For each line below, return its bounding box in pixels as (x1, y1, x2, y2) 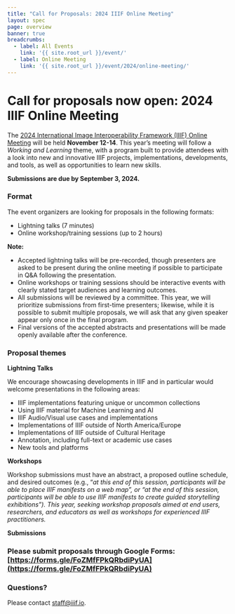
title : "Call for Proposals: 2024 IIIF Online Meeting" (7, 10, 174, 18)
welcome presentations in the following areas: (7, 385, 140, 394)
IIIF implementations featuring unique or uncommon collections (17, 399, 201, 407)
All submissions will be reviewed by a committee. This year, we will (17, 293, 211, 302)
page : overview (7, 23, 52, 30)
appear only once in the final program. (17, 315, 128, 323)
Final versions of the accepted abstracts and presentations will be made (17, 323, 227, 331)
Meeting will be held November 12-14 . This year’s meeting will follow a (7, 138, 212, 147)
